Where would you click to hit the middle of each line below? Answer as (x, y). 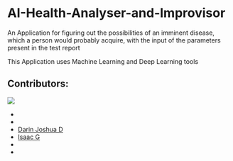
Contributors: (38, 84)
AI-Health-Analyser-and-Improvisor (116, 13)
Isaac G (29, 137)
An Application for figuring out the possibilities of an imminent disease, (111, 33)
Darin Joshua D (40, 129)
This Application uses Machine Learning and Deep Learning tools (103, 61)
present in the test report (44, 48)
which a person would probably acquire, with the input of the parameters (114, 40)
